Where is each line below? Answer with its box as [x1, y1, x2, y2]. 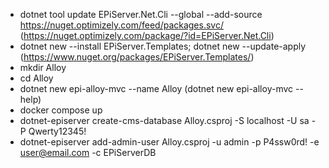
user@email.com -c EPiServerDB [19, 147, 157, 158]
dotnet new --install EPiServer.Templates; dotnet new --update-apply [19, 40, 307, 52]
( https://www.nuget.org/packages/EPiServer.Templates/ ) [19, 51, 255, 63]
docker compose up [19, 104, 103, 116]
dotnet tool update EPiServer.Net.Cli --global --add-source [19, 9, 263, 20]
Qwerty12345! [28, 125, 87, 137]
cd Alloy [19, 72, 54, 84]
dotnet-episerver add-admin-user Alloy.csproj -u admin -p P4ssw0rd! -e [19, 136, 320, 148]
